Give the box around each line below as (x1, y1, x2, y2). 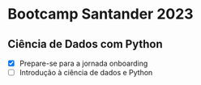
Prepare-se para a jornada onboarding (19, 58, 148, 68)
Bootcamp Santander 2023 (7, 5, 194, 23)
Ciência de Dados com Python (7, 37, 163, 51)
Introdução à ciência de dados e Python (19, 68, 153, 78)
